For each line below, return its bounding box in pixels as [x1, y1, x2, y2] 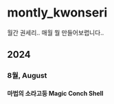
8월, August [7, 71, 47, 81]
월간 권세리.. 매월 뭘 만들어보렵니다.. [7, 28, 104, 37]
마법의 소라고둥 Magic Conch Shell [7, 89, 104, 97]
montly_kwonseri [7, 5, 108, 21]
